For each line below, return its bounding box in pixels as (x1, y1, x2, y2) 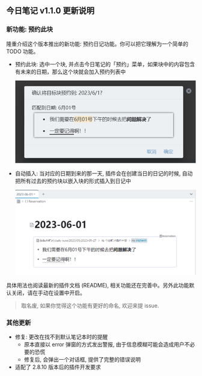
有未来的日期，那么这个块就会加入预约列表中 (14, 68, 126, 75)
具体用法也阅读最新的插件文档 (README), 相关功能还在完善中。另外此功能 (6, 282, 189, 289)
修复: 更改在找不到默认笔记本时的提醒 (14, 333, 108, 340)
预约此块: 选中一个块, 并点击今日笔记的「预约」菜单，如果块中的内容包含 (14, 60, 195, 67)
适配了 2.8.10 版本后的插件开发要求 (14, 363, 101, 371)
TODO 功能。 (6, 48, 39, 55)
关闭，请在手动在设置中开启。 (11, 289, 85, 296)
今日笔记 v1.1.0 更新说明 (6, 5, 95, 16)
